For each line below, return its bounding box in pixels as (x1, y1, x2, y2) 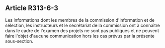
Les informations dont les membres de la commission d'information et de (5, 17, 155, 23)
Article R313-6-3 (5, 4, 59, 12)
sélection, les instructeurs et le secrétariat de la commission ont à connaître (5, 22, 160, 28)
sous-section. (5, 38, 34, 44)
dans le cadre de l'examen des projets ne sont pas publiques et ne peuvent (5, 27, 159, 34)
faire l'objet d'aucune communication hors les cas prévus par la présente (5, 33, 155, 39)
